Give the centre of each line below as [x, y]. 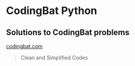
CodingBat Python [52, 11]
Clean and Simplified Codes [54, 58]
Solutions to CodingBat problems [68, 32]
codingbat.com [24, 46]
